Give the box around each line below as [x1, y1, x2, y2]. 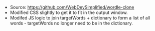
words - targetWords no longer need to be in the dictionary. [10, 20, 133, 26]
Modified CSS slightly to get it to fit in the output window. [10, 9, 128, 15]
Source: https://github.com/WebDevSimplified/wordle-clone [10, 4, 134, 10]
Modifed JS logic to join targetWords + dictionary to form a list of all [10, 15, 150, 20]
